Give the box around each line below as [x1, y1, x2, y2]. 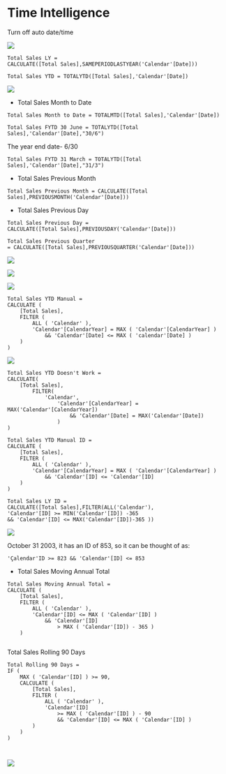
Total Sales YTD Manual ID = [7, 436, 92, 444]
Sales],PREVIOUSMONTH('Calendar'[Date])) [7, 193, 130, 200]
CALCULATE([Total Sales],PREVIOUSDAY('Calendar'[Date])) [7, 225, 176, 232]
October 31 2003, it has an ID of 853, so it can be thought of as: [7, 541, 190, 549]
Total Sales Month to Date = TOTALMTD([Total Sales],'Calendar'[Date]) [7, 112, 220, 119]
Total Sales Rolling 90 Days [7, 648, 86, 656]
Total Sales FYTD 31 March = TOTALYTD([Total [7, 156, 142, 163]
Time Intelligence [7, 5, 110, 21]
